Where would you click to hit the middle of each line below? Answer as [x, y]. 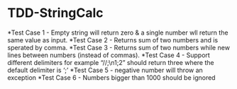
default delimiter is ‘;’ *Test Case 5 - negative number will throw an [105, 70]
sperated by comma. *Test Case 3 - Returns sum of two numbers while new [119, 47]
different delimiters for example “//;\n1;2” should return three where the [111, 62]
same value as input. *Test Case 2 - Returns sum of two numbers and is [113, 40]
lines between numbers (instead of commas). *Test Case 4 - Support [109, 55]
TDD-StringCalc [56, 13]
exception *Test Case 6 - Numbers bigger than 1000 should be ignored [111, 77]
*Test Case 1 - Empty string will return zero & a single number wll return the [118, 32]
